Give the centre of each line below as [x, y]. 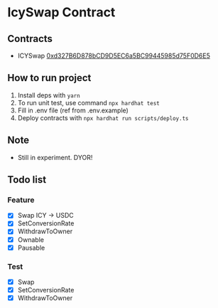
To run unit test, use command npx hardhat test [88, 102]
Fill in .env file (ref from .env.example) [73, 110]
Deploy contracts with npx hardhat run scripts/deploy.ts [103, 117]
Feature [21, 200]
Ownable [31, 240]
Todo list [27, 180]
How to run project [49, 78]
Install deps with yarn [49, 95]
